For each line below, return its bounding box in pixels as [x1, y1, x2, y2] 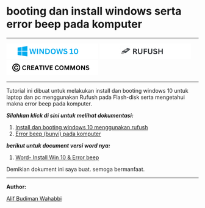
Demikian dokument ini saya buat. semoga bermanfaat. [6, 165, 145, 173]
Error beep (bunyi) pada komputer [15, 130, 101, 137]
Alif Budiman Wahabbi [6, 195, 62, 202]
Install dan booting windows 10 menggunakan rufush [15, 123, 148, 131]
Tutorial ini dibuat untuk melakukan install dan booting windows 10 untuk [6, 87, 189, 94]
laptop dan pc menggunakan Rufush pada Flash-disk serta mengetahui [6, 93, 185, 101]
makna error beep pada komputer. [6, 99, 93, 107]
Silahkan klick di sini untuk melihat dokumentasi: [6, 112, 134, 119]
